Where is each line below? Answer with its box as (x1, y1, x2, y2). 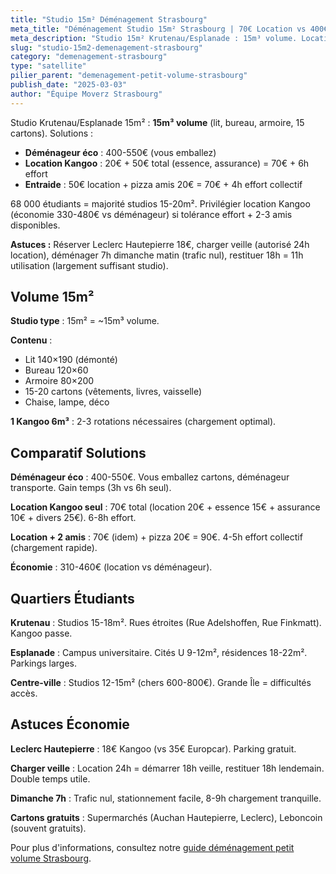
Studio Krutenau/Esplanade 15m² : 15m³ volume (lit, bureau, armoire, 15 (10, 116, 305, 128)
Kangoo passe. (10, 627, 73, 640)
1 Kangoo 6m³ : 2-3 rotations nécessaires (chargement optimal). (10, 416, 277, 428)
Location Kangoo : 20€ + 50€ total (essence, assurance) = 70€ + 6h (24, 157, 310, 169)
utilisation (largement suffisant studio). (10, 259, 169, 271)
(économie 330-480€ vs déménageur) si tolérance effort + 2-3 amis (10, 208, 293, 220)
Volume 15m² (10, 289, 95, 306)
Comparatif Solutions (10, 444, 147, 461)
